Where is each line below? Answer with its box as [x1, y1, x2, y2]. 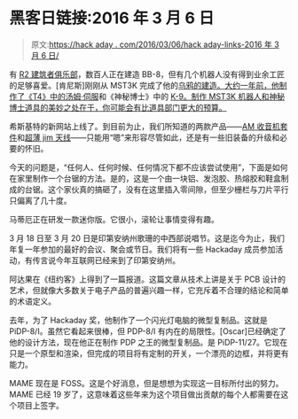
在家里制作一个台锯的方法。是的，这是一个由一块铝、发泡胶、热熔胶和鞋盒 [9, 173, 281, 183]
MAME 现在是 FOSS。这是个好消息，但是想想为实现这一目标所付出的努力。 [9, 377, 284, 388]
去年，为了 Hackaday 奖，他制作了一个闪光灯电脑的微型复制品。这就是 [9, 314, 268, 325]
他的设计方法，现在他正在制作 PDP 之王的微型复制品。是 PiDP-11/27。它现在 [9, 337, 288, 347]
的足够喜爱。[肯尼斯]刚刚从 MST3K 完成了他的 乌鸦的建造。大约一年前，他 [9, 80, 279, 90]
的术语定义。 [9, 296, 56, 306]
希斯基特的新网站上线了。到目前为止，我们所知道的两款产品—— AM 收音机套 [9, 120, 288, 131]
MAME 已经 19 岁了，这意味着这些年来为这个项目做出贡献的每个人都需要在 [9, 389, 281, 400]
